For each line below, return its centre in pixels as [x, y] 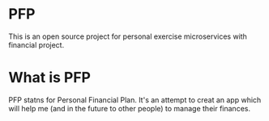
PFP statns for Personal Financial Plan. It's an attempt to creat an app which [135, 100]
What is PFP [50, 78]
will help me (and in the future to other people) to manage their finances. [130, 108]
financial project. [36, 44]
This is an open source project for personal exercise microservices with [128, 36]
